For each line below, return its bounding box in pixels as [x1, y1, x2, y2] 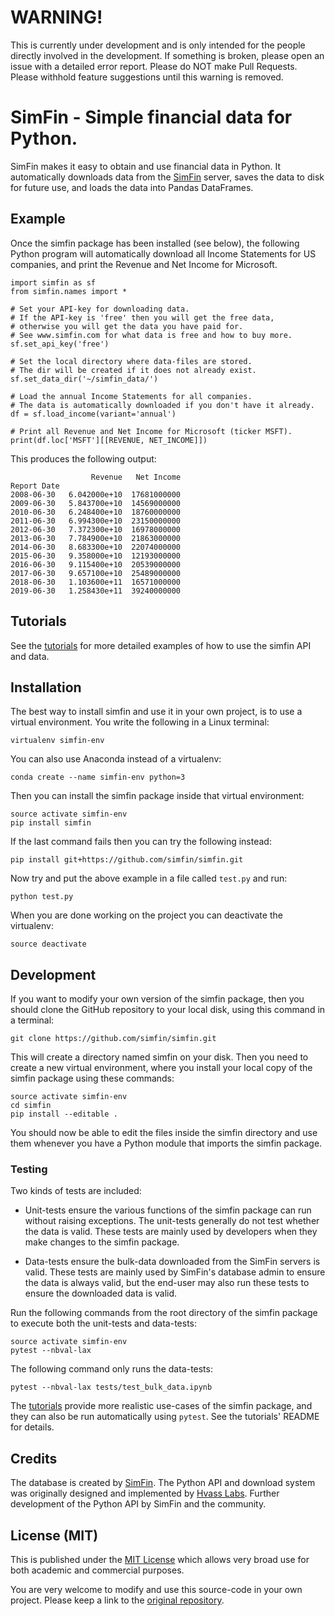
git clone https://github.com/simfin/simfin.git [10, 1034, 217, 1044]
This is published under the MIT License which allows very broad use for [10, 1554, 310, 1566]
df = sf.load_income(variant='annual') [10, 409, 177, 419]
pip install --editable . [10, 1109, 118, 1120]
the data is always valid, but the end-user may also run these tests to [24, 1277, 310, 1289]
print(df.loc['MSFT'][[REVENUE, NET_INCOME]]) [10, 435, 208, 445]
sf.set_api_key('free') [10, 339, 110, 349]
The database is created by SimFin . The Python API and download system [10, 1477, 316, 1489]
